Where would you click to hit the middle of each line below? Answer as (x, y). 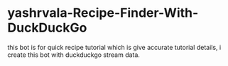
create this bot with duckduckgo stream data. (74, 55)
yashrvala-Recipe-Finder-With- (103, 13)
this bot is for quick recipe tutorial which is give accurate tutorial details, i (114, 47)
